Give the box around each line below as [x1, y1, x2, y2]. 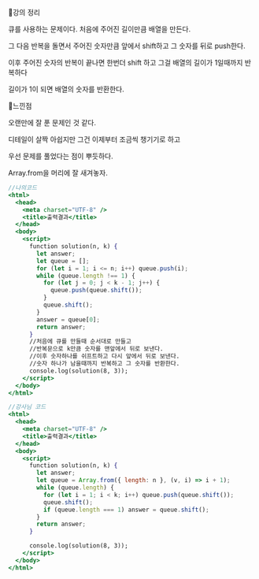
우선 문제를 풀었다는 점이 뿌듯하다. [8, 151, 113, 161]
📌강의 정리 [8, 8, 41, 17]
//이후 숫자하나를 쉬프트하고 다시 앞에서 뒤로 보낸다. [28, 352, 180, 361]
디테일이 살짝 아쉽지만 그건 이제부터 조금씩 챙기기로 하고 [8, 135, 181, 144]
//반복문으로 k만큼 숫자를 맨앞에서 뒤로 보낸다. [28, 345, 164, 353]
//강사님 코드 [8, 403, 46, 411]
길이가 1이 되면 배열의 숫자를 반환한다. [8, 84, 124, 94]
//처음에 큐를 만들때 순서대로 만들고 [28, 338, 131, 346]
